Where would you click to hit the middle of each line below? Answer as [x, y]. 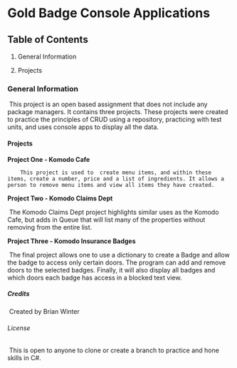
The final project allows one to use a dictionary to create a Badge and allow [119, 255]
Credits [19, 294]
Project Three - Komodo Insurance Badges [72, 241]
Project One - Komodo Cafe [49, 159]
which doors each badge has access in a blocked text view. [95, 277]
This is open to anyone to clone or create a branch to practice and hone [114, 350]
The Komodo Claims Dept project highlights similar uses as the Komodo [114, 212]
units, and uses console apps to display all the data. [83, 127]
